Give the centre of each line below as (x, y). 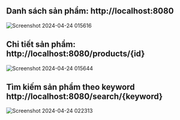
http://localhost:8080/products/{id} (76, 54)
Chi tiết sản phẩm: (41, 45)
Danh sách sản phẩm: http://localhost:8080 (90, 11)
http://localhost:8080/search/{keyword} (85, 97)
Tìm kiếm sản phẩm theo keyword (70, 87)
